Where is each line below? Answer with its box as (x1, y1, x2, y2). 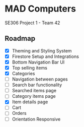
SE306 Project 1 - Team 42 (5, 20, 60, 26)
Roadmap (5, 34, 36, 43)
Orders (12, 110, 27, 116)
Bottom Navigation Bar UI (12, 59, 65, 65)
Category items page (12, 93, 56, 99)
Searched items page (12, 88, 56, 94)
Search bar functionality (12, 82, 62, 88)
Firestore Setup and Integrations (12, 53, 79, 59)
